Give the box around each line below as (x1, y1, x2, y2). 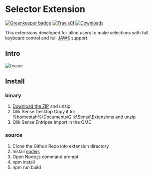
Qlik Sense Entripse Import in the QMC (12, 119, 92, 125)
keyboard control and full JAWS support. (5, 35, 89, 41)
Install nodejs (12, 148, 40, 154)
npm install (12, 159, 35, 165)
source (5, 132, 23, 139)
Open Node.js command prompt (12, 154, 79, 160)
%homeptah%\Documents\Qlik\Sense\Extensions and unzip (12, 114, 136, 120)
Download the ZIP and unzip (12, 103, 71, 109)
